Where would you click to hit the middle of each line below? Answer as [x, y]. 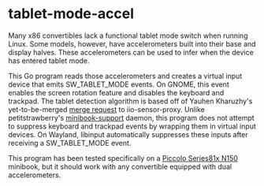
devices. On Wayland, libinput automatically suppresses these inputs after [128, 134]
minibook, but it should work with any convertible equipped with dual [120, 166]
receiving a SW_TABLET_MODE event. [70, 143]
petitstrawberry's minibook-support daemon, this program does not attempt [131, 117]
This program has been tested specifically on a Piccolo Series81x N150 [123, 158]
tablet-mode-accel [71, 14]
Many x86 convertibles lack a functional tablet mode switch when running [128, 35]
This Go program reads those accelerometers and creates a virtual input [125, 76]
